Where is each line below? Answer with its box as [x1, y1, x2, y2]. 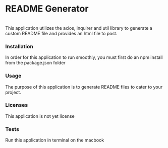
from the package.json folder [5, 60, 66, 66]
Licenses [5, 102, 28, 109]
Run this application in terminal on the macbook [5, 137, 104, 143]
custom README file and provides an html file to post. [5, 30, 118, 36]
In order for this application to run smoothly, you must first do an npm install [5, 54, 163, 60]
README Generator [5, 3, 89, 15]
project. [5, 89, 22, 95]
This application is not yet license [5, 113, 75, 119]
